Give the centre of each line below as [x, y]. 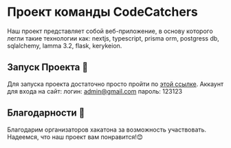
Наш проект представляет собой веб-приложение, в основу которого [110, 31]
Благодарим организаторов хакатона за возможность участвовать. [107, 129]
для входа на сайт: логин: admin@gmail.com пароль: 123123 [95, 91]
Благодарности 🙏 [46, 113]
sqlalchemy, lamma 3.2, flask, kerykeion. [65, 45]
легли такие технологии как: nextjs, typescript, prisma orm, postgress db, [113, 38]
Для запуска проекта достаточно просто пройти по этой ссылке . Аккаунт [115, 84]
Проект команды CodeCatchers [102, 12]
